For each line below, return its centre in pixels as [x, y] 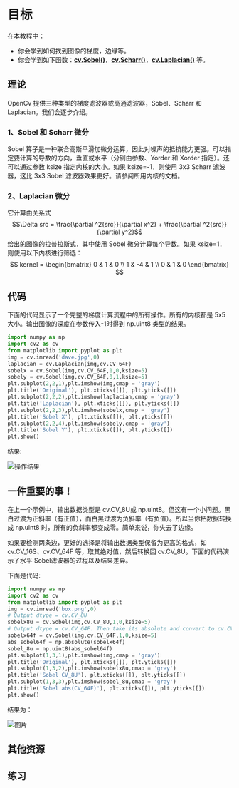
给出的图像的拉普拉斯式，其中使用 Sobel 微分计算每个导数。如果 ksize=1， [117, 244]
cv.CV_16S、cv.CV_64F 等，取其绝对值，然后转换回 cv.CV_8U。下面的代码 [115, 551]
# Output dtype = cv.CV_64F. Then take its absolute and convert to [111, 629]
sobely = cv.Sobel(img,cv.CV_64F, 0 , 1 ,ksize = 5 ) [78, 377]
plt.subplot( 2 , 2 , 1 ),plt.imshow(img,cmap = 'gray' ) [84, 384]
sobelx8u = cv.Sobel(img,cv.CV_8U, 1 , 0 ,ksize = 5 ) [79, 622]
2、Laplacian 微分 [38, 195]
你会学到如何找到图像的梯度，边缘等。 [74, 51]
